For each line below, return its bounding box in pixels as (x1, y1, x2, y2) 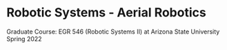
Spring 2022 (6, 34, 42, 42)
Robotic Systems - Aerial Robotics (6, 5, 206, 21)
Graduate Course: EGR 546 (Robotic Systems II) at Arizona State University (6, 27, 220, 36)
